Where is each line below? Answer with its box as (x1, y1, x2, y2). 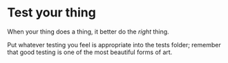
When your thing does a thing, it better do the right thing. (7, 27, 169, 36)
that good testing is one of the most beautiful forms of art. (7, 48, 173, 56)
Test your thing (7, 5, 97, 21)
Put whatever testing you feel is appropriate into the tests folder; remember (7, 40, 221, 49)
